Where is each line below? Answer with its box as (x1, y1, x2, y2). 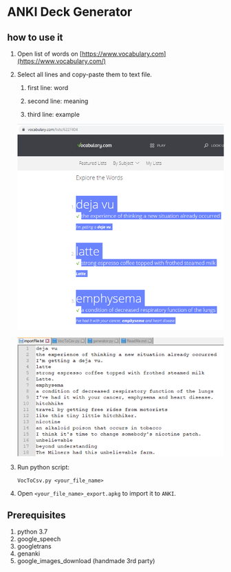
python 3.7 (16, 527, 48, 536)
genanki (16, 549, 41, 558)
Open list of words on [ (16, 49, 82, 58)
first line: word (27, 84, 69, 91)
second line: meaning (27, 97, 89, 105)
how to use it (7, 32, 63, 43)
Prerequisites (7, 509, 66, 521)
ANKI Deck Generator (7, 4, 133, 20)
